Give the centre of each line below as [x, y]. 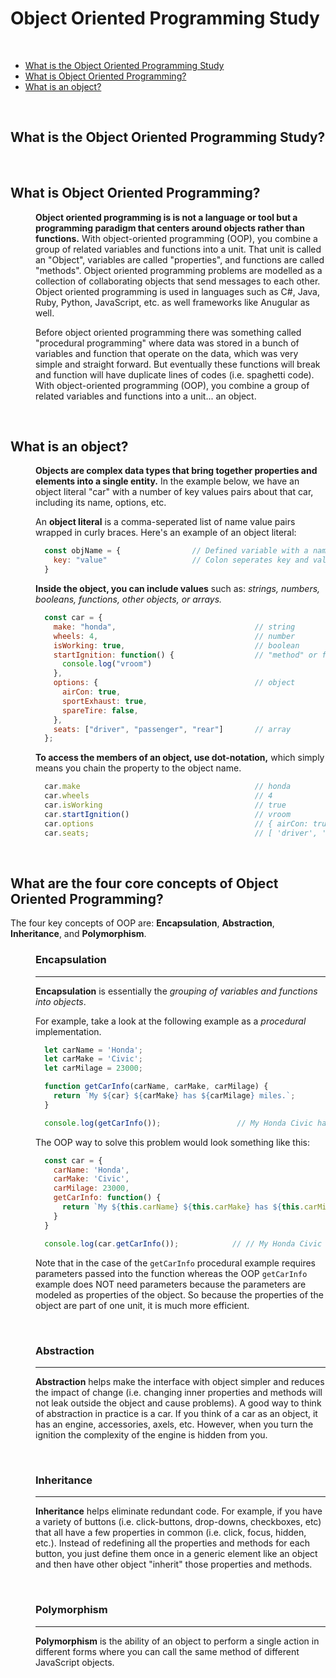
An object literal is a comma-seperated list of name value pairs [165, 522]
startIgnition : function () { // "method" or [185, 655]
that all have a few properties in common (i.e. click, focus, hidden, [171, 1533]
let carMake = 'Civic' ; [93, 1059]
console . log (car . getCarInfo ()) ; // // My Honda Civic [183, 1243]
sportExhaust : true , [104, 701]
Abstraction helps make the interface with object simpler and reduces [180, 1381]
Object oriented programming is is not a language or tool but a [166, 217]
